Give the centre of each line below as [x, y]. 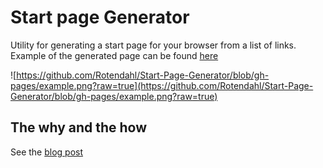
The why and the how [79, 127]
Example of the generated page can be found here [114, 55]
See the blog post [47, 152]
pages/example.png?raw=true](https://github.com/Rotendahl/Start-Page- [162, 85]
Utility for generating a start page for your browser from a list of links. [153, 45]
